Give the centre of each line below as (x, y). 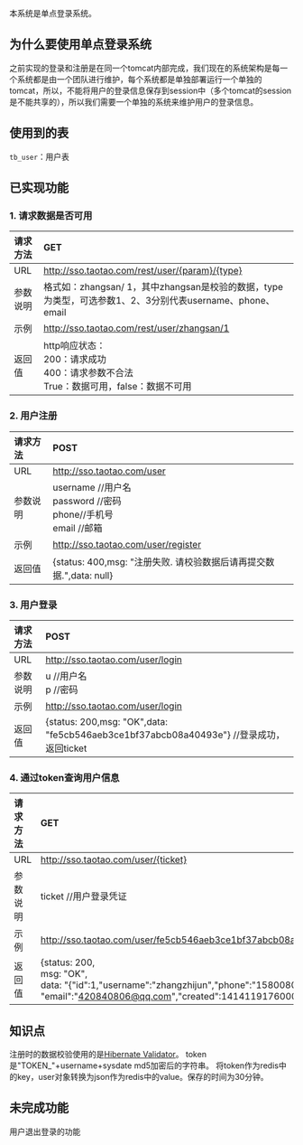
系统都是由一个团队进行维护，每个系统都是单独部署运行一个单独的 (139, 79)
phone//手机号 (83, 514)
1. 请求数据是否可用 (51, 215)
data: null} (92, 575)
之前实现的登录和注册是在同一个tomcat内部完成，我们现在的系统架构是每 (145, 68)
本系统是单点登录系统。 (53, 13)
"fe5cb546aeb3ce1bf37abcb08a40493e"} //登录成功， (165, 735)
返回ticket (66, 748)
